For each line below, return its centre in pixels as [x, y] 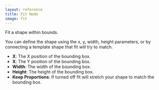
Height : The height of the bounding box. [53, 72]
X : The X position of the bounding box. [51, 56]
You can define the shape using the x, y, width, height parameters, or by [78, 42]
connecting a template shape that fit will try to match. [59, 47]
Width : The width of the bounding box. [52, 67]
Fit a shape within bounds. [32, 33]
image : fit [16, 18]
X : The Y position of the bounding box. [51, 62]
